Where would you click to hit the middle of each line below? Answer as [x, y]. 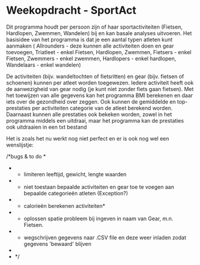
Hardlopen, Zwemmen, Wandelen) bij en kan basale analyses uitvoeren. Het [99, 33]
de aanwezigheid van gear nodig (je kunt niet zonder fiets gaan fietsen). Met [100, 89]
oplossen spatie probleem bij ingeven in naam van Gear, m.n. [99, 219]
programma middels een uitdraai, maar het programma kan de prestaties [95, 120]
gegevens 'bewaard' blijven [57, 244]
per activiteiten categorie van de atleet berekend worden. [102, 108]
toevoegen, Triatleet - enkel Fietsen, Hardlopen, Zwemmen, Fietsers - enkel [99, 52]
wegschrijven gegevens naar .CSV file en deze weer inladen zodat [105, 237]
